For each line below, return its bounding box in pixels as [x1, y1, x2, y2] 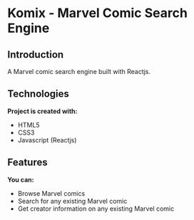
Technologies [7, 88, 70, 100]
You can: [7, 175, 34, 184]
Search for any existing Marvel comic [17, 197, 128, 205]
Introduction [7, 48, 64, 61]
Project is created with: [7, 107, 78, 115]
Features [7, 157, 48, 169]
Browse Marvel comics [17, 189, 86, 197]
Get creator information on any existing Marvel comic [17, 204, 175, 213]
